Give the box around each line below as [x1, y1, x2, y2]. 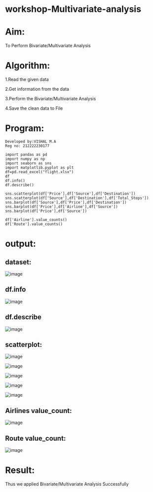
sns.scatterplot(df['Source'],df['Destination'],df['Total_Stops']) [5, 196, 149, 201]
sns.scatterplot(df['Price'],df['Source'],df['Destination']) [5, 191, 136, 196]
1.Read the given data [5, 76, 49, 82]
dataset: [5, 258, 32, 266]
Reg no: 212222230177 [5, 143, 50, 148]
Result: [5, 465, 35, 476]
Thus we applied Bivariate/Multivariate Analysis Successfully [5, 481, 129, 487]
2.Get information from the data [5, 86, 69, 92]
